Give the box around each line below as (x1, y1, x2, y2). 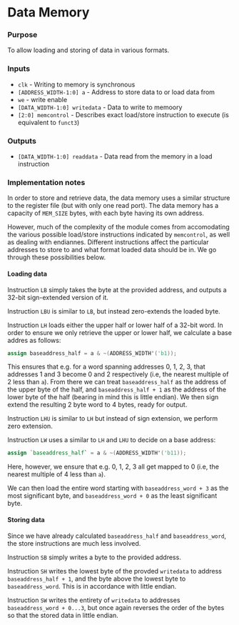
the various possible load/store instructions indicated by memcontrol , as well (7, 230, 230, 239)
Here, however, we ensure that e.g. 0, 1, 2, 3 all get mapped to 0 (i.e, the (7, 462, 220, 471)
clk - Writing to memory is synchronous (17, 80, 136, 89)
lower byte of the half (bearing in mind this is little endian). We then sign (7, 393, 219, 401)
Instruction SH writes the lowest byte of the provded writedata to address (7, 566, 223, 575)
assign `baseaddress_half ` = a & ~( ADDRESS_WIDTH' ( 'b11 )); (7, 449, 187, 457)
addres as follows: (7, 336, 61, 344)
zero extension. (7, 422, 54, 431)
